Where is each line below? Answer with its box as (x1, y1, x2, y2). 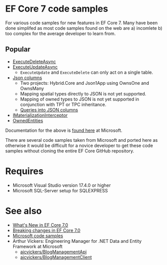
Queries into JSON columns (20, 107, 78, 113)
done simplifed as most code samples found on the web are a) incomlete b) (5, 25, 163, 31)
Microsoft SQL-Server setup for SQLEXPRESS (12, 187, 108, 193)
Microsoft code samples (12, 233, 63, 239)
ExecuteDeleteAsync (12, 59, 56, 65)
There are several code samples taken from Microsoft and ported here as (5, 137, 158, 143)
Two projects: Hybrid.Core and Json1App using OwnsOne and (20, 80, 149, 86)
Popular (5, 45, 31, 54)
